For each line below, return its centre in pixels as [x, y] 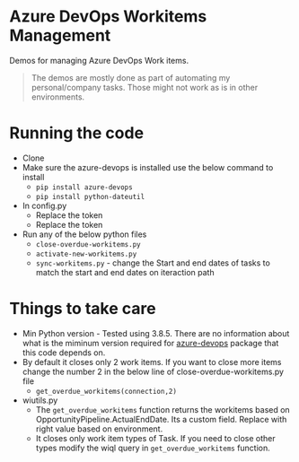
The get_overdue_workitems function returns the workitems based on [163, 409]
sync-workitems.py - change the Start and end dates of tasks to [153, 263]
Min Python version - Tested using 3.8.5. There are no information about [156, 333]
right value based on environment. [99, 429]
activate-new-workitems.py [86, 254]
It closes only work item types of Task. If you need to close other [155, 438]
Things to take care [83, 309]
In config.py [44, 205]
